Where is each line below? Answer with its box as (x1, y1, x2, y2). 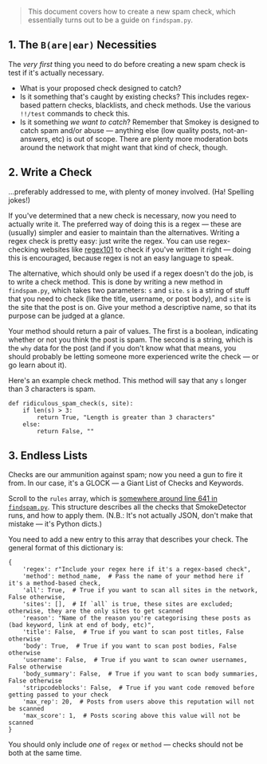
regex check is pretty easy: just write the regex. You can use (8, 236, 207, 245)
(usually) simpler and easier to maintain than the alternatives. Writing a (8, 227, 241, 237)
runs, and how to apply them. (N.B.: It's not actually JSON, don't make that (8, 511, 253, 520)
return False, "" (37, 427, 94, 435)
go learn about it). (8, 360, 67, 370)
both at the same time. (8, 748, 82, 758)
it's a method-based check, (8, 579, 102, 588)
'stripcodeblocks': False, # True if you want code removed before (22, 684, 255, 692)
